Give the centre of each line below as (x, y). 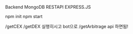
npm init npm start (24, 16)
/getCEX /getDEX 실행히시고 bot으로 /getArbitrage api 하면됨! (67, 26)
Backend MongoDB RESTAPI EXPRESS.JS (48, 7)
